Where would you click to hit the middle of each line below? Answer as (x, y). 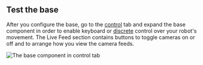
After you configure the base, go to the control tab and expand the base (96, 24)
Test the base (32, 10)
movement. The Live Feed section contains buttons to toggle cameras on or (101, 37)
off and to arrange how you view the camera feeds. (70, 43)
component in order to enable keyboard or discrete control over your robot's (101, 31)
